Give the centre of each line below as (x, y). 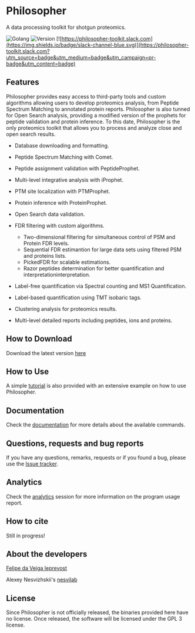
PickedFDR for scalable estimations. (67, 262)
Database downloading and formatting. (62, 145)
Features (23, 82)
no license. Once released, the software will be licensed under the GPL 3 (94, 619)
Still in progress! (26, 536)
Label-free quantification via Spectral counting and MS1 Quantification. (100, 286)
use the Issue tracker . (32, 464)
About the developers (47, 554)
